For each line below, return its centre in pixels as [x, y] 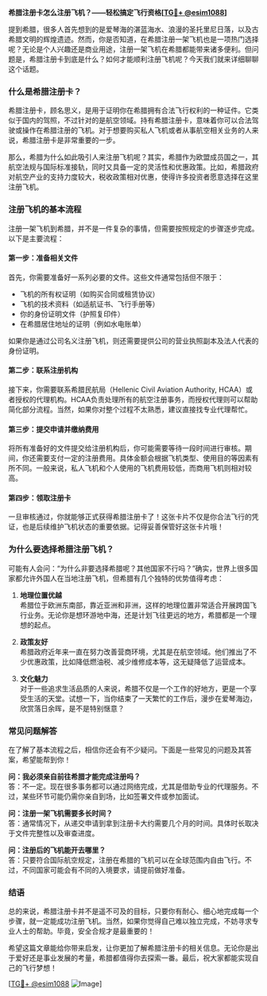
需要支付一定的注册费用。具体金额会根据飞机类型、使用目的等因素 [143, 458]
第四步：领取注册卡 [40, 498]
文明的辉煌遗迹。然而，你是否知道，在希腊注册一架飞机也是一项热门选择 [140, 39]
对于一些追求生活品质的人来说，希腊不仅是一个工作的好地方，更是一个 [135, 688]
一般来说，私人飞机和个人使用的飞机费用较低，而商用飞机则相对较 [143, 468]
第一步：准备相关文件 [43, 258]
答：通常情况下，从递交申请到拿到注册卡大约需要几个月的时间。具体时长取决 [133, 823]
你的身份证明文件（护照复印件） [72, 314]
